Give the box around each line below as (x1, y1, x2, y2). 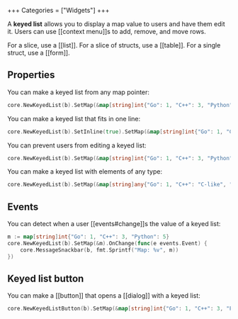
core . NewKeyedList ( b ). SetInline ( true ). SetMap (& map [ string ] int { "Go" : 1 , (7, 128, 224, 135)
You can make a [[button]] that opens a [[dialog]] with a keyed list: (7, 291, 200, 300)
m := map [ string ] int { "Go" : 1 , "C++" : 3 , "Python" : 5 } (7, 233, 170, 240)
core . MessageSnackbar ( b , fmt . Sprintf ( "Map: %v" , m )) (20, 246, 179, 254)
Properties (7, 69, 55, 81)
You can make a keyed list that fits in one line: (7, 114, 141, 123)
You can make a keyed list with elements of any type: (7, 167, 163, 176)
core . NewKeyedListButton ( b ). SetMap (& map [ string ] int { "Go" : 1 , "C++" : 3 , (7, 305, 224, 313)
